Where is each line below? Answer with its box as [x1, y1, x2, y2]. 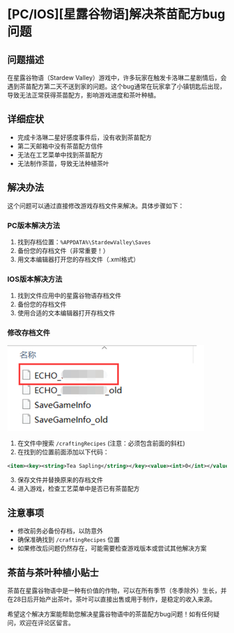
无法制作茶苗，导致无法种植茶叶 [17, 159, 109, 167]
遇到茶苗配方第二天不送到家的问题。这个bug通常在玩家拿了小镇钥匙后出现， [7, 82, 226, 91]
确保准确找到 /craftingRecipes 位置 [17, 535, 120, 544]
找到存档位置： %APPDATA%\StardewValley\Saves [17, 238, 151, 246]
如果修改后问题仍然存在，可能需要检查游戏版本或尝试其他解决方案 [17, 544, 207, 553]
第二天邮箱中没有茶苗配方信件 [17, 142, 103, 150]
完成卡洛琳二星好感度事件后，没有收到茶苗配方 [17, 133, 152, 142]
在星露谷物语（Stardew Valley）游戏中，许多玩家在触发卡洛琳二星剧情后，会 [7, 74, 227, 82]
